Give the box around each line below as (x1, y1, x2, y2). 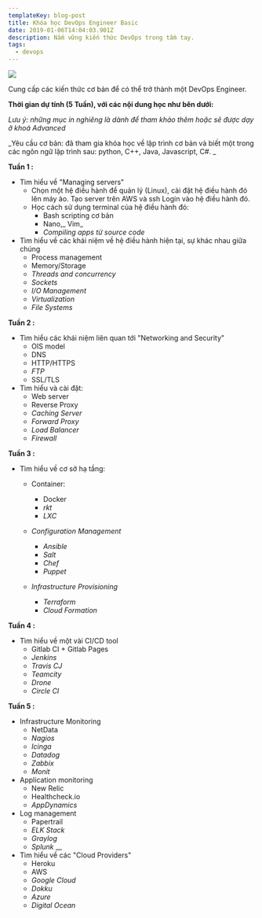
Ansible (42, 542, 68, 551)
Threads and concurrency (31, 269, 116, 278)
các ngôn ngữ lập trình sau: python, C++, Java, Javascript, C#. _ (8, 147, 217, 156)
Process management (31, 253, 103, 262)
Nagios (31, 733, 55, 743)
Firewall (31, 433, 57, 443)
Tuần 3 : (8, 449, 35, 458)
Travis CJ (31, 662, 63, 670)
